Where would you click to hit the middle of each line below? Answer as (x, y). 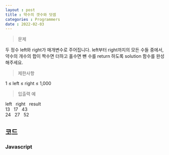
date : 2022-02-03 (25, 24)
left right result (23, 104)
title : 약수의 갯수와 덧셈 (31, 15)
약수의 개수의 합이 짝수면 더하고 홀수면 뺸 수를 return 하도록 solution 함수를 (80, 56)
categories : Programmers (33, 19)
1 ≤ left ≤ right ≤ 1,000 (29, 84)
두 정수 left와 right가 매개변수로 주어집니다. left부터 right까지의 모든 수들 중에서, (84, 50)
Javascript (19, 146)
